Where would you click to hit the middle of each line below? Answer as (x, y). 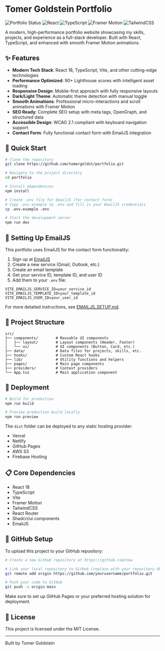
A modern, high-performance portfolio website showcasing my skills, (75, 32)
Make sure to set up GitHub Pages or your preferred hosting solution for (78, 596)
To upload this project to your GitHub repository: (54, 551)
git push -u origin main (30, 587)
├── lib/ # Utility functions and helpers (65, 359)
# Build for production (29, 399)
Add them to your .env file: (39, 280)
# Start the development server (38, 218)
